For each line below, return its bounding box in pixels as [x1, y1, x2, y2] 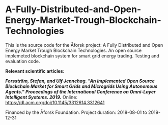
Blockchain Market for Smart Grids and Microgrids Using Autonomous [5, 83, 158, 89]
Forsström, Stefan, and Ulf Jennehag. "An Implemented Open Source [5, 78, 155, 84]
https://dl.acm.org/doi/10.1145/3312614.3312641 [5, 99, 105, 105]
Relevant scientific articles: [5, 68, 65, 74]
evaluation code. [5, 58, 40, 64]
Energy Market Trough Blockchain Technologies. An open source [5, 47, 142, 53]
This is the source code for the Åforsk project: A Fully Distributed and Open [5, 42, 163, 48]
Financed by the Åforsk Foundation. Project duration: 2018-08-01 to [5, 109, 148, 115]
